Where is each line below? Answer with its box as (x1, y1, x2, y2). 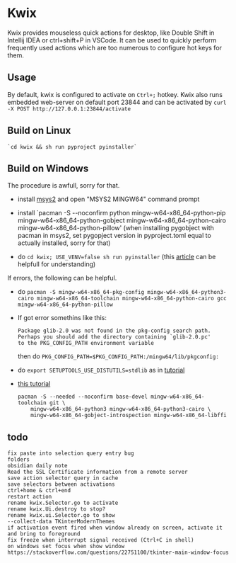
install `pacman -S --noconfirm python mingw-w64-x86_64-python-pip (17, 209, 226, 217)
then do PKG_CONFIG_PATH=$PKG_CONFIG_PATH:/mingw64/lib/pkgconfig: (17, 352, 219, 360)
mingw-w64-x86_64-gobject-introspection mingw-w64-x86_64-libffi (30, 412, 228, 419)
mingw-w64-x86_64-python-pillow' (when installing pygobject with (17, 224, 214, 232)
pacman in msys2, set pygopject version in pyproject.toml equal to (17, 232, 212, 240)
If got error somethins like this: (17, 314, 107, 322)
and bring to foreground (7, 530, 81, 538)
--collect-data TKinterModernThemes (7, 518, 115, 525)
